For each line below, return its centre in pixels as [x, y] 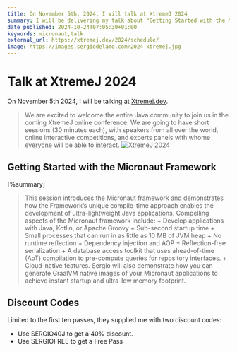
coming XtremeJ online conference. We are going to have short [117, 122]
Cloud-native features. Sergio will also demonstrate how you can [119, 265]
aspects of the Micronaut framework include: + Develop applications [124, 221]
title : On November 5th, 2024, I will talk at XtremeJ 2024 [98, 14]
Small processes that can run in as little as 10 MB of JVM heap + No [123, 235]
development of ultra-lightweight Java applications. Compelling [117, 213]
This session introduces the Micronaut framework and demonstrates [124, 198]
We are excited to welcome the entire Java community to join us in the [127, 115]
